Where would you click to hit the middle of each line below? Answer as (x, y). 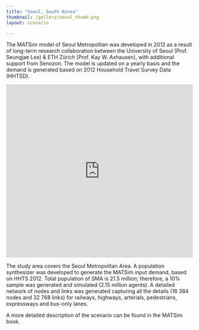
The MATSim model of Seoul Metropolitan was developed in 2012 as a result (99, 44)
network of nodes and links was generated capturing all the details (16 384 (97, 291)
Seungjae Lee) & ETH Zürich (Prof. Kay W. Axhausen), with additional (90, 57)
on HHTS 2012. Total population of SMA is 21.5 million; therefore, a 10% (93, 278)
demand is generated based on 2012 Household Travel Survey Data (89, 70)
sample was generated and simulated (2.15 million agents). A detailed (90, 285)
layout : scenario (28, 23)
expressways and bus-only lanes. (47, 304)
